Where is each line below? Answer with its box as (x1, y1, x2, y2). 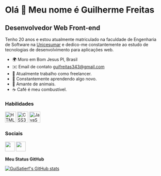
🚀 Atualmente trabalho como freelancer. (12, 71, 92, 77)
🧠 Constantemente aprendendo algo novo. (12, 76, 97, 81)
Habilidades (5, 100, 34, 107)
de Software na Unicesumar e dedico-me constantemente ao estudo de (5, 42, 149, 48)
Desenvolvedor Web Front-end (5, 24, 100, 32)
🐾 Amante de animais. (12, 81, 56, 87)
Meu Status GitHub (5, 156, 45, 162)
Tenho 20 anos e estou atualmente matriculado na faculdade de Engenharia (5, 36, 157, 42)
